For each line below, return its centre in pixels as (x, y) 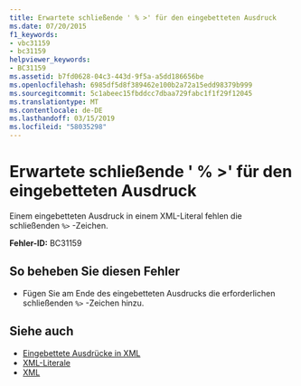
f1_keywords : (34, 34)
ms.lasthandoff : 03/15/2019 (62, 118)
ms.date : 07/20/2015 (48, 26)
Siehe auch (42, 331)
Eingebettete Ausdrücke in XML (81, 353)
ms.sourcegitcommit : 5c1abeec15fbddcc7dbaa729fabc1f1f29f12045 (131, 93)
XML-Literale (46, 362)
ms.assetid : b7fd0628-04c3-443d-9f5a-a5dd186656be (107, 77)
